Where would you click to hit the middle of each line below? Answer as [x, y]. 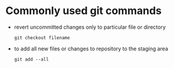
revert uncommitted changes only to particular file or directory [90, 27]
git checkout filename [42, 38]
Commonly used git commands [83, 11]
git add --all [31, 59]
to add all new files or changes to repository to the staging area [91, 49]
